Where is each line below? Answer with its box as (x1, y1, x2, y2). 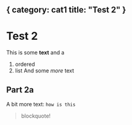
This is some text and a (6, 49, 64, 56)
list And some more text (14, 67, 74, 74)
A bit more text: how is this (6, 101, 76, 108)
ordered (14, 60, 35, 68)
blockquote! (20, 112, 51, 120)
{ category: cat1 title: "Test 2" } (6, 5, 127, 15)
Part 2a (6, 85, 34, 95)
